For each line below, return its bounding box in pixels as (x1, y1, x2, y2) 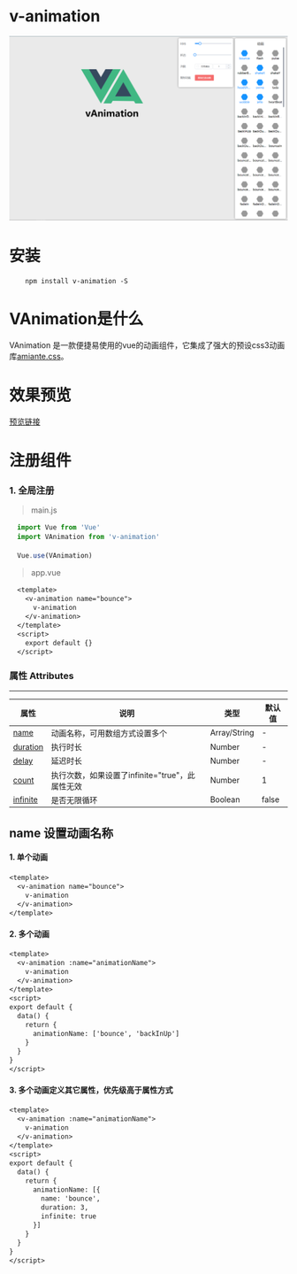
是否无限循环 (50, 794, 98, 805)
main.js (30, 505, 57, 515)
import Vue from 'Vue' (17, 523, 101, 532)
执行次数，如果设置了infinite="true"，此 (50, 769, 196, 780)
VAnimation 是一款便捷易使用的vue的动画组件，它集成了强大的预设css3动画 (9, 340, 286, 351)
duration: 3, (41, 1203, 89, 1212)
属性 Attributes (9, 669, 74, 682)
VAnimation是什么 (9, 309, 144, 329)
